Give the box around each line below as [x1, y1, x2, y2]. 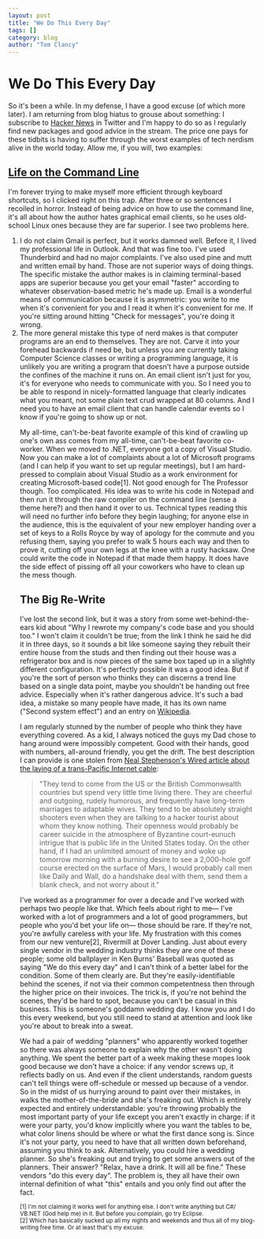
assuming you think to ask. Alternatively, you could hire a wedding [19, 1145, 235, 1154]
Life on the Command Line [8, 166, 139, 179]
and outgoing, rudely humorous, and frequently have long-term [39, 796, 245, 805]
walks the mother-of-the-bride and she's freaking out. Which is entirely [19, 1095, 252, 1105]
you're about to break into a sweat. [19, 1021, 133, 1030]
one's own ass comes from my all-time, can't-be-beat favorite [19, 435, 222, 445]
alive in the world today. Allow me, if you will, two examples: [8, 143, 203, 153]
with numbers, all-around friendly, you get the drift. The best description [19, 747, 255, 756]
